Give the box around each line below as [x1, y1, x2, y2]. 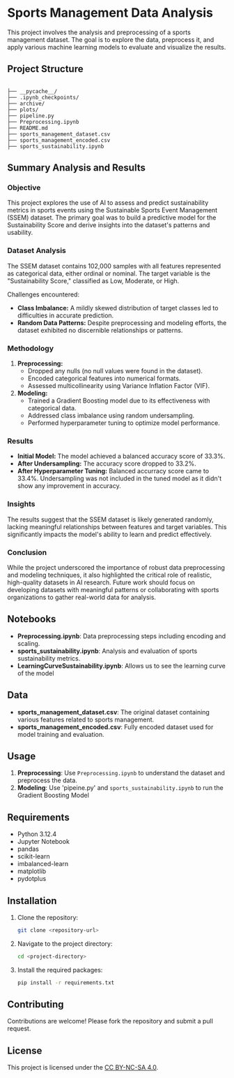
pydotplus [17, 875, 47, 883]
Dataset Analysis [7, 246, 66, 256]
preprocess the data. [17, 776, 78, 784]
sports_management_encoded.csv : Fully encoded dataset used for [17, 722, 214, 731]
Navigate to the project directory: [17, 939, 113, 948]
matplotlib [17, 867, 47, 875]
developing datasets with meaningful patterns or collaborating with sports [7, 585, 219, 594]
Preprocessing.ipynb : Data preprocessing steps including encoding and [17, 631, 226, 640]
